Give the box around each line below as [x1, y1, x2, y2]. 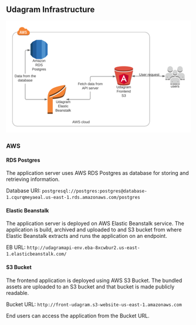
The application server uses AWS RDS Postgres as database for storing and [6, 170, 189, 177]
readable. [6, 289, 29, 296]
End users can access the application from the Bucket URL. [6, 312, 150, 319]
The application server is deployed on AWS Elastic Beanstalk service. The [6, 220, 185, 227]
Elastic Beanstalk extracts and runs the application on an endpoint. [6, 233, 167, 240]
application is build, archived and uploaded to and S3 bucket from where [6, 226, 182, 233]
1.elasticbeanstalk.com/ [6, 251, 67, 257]
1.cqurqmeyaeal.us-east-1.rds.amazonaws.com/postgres [6, 194, 141, 201]
